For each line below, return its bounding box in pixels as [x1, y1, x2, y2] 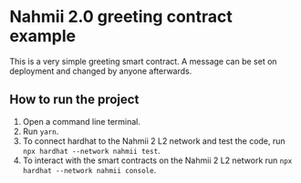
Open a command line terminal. [22, 116, 141, 127]
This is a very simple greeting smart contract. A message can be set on [9, 56, 277, 66]
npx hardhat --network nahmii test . [22, 145, 161, 156]
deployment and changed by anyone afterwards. [9, 66, 192, 76]
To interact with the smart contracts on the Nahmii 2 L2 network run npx [22, 155, 293, 166]
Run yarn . [22, 126, 59, 137]
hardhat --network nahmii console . [22, 164, 157, 175]
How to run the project [9, 92, 140, 107]
